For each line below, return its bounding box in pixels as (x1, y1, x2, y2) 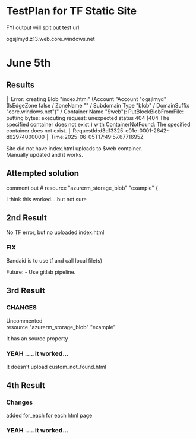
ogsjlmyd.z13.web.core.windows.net (6, 35, 95, 42)
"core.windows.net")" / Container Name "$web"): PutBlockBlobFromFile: (6, 108, 184, 115)
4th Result (6, 380, 46, 390)
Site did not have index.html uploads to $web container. (6, 144, 143, 152)
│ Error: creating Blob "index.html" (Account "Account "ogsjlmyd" (6, 95, 166, 102)
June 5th (6, 56, 51, 70)
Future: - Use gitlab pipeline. (6, 269, 76, 276)
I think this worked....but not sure (6, 195, 87, 203)
